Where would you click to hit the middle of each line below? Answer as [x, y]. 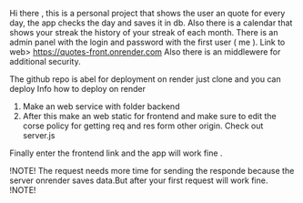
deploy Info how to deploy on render [78, 89]
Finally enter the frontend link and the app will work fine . [116, 153]
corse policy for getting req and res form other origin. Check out [143, 126]
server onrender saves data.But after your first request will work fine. [139, 180]
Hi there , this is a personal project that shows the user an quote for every [147, 13]
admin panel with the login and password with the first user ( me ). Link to [147, 42]
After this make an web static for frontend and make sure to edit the [150, 116]
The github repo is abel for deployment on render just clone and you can [145, 79]
